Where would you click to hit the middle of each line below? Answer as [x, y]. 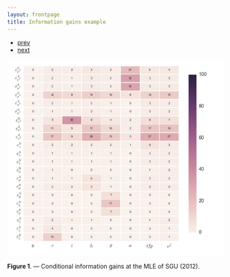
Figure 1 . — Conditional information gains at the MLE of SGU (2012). [104, 267]
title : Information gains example [57, 22]
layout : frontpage [33, 15]
